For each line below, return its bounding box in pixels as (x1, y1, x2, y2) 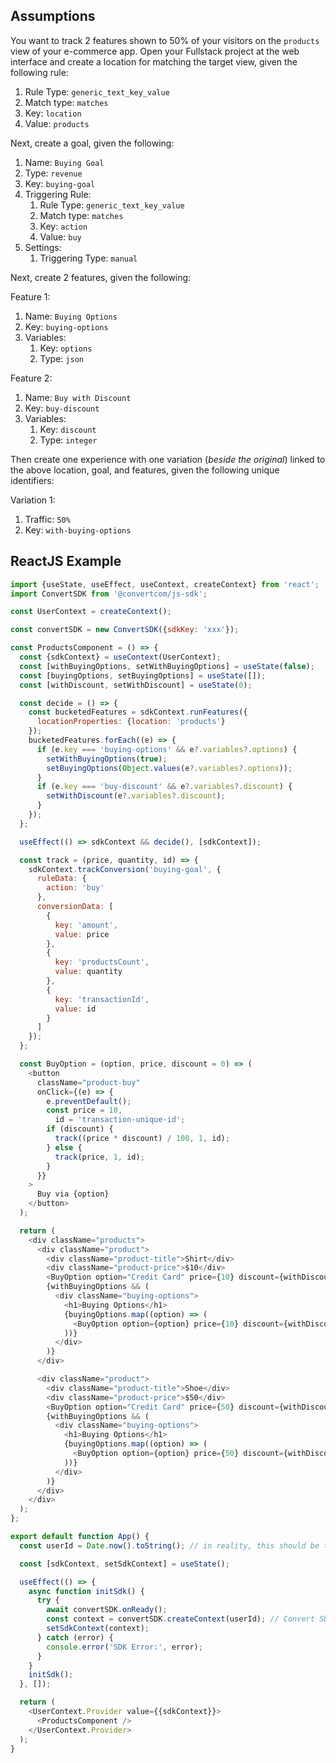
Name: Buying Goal (24, 156, 105, 168)
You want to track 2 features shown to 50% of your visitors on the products (10, 34, 320, 46)
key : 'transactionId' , (54, 994, 150, 1004)
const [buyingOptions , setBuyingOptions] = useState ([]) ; (19, 670, 267, 681)
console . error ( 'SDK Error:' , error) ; (46, 1642, 203, 1652)
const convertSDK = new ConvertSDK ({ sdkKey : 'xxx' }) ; (10, 625, 240, 635)
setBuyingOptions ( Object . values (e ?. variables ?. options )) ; (46, 763, 293, 773)
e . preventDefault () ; (46, 1096, 132, 1106)
